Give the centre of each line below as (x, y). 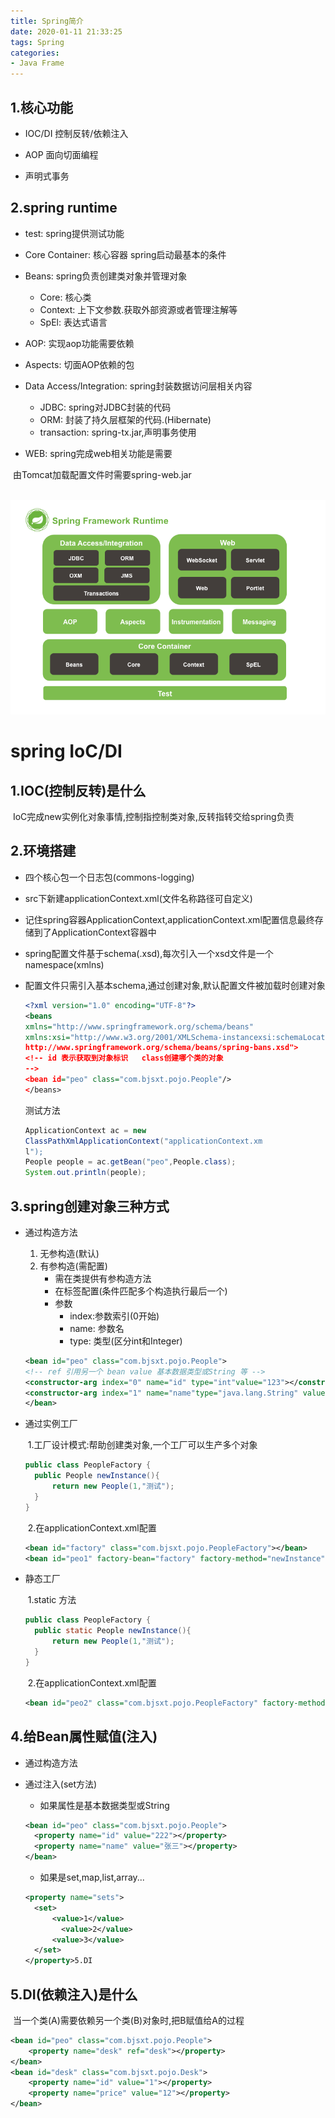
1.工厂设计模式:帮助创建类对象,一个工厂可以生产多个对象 (142, 1445)
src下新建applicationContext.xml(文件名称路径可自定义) (138, 898)
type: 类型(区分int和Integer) (126, 1341)
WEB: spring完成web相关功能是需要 (98, 453)
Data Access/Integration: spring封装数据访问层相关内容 (138, 386)
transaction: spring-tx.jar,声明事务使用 (118, 432)
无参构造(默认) (69, 1253)
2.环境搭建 (43, 851)
